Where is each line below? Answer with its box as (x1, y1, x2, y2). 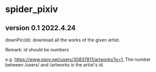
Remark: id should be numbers (5, 47, 69, 52)
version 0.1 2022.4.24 (5, 24, 76, 32)
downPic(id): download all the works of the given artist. (5, 37, 120, 43)
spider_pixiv (5, 4, 58, 15)
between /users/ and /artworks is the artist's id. (5, 62, 105, 67)
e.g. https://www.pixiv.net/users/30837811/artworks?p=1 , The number (5, 56, 151, 62)
